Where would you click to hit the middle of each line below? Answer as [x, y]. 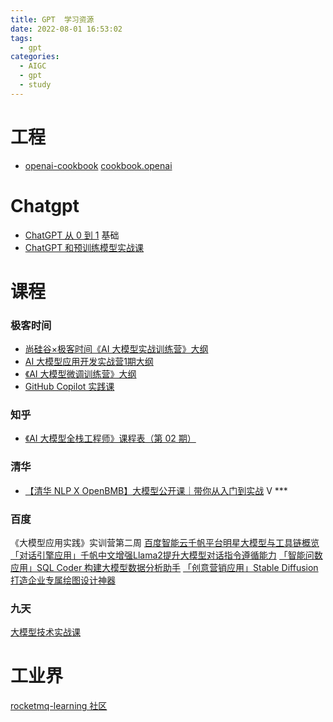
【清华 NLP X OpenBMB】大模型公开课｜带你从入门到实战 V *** [156, 490]
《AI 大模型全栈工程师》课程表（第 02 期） [110, 438]
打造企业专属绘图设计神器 [63, 580]
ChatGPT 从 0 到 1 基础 [72, 235]
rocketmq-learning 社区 [59, 706]
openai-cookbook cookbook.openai [98, 165]
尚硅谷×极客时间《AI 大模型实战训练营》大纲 [116, 349]
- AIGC [33, 66]
